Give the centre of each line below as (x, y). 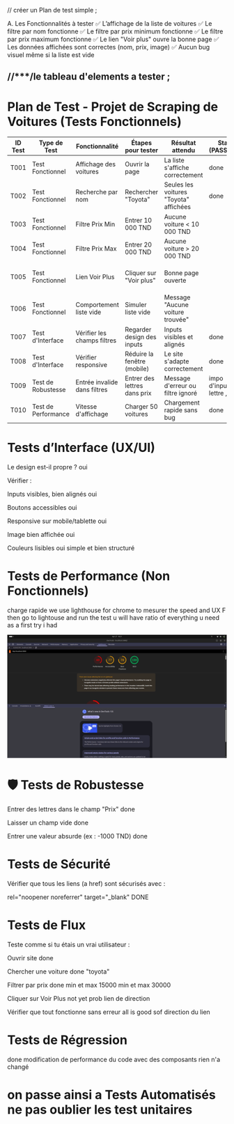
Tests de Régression (67, 1040)
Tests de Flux (46, 925)
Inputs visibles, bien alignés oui (52, 494)
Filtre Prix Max (96, 248)
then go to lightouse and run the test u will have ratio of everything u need (114, 617)
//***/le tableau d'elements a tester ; (89, 77)
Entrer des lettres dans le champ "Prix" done (71, 809)
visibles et (179, 336)
